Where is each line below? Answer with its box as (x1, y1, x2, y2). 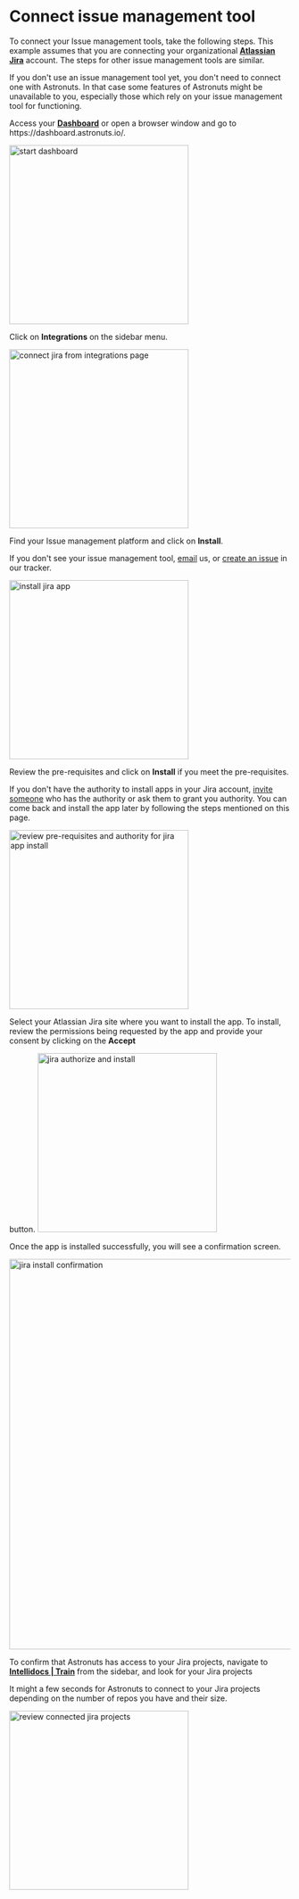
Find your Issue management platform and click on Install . (9, 535, 224, 546)
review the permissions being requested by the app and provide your (9, 1025, 263, 1036)
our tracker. (9, 562, 52, 573)
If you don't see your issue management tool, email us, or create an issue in (9, 552, 287, 563)
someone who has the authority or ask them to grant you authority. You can (9, 792, 287, 804)
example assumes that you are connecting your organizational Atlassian (9, 45, 276, 55)
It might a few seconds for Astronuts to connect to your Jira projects (9, 1683, 261, 1694)
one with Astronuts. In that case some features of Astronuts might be (9, 81, 263, 92)
